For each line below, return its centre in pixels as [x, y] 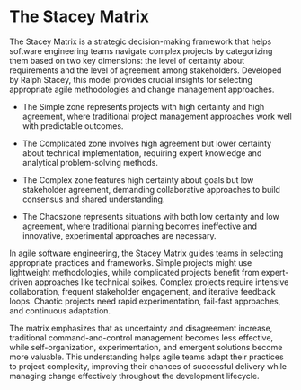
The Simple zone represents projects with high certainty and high [143, 106]
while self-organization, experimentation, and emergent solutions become [146, 347]
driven [21, 282]
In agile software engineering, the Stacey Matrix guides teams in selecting [146, 253]
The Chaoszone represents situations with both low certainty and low [151, 216]
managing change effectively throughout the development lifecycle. [134, 376]
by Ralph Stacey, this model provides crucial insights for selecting [131, 79]
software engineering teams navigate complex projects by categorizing [141, 50]
